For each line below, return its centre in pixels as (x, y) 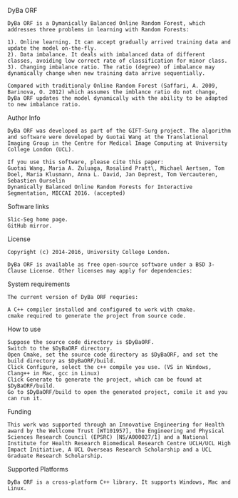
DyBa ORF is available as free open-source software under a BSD (106, 265)
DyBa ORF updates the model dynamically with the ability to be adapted (118, 98)
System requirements (39, 284)
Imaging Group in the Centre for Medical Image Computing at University (118, 143)
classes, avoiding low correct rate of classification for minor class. (118, 61)
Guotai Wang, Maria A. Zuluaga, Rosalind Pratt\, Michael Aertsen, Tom (116, 168)
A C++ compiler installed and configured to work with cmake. (102, 310)
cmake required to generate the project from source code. (97, 316)
